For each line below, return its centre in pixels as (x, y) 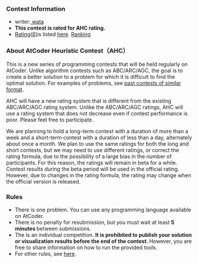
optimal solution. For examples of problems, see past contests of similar (94, 83)
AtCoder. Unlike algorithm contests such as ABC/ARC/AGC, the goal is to (95, 70)
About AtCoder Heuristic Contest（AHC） (67, 51)
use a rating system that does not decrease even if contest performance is (97, 113)
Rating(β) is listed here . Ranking (53, 34)
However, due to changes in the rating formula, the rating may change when (99, 175)
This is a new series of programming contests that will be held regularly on (97, 64)
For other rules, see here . (46, 254)
